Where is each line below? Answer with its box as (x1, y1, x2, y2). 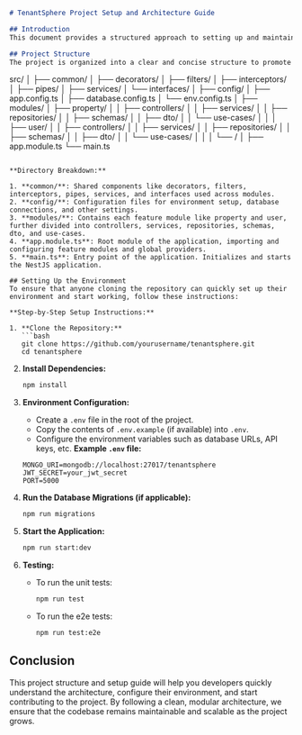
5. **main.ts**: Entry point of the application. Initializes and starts (9, 253, 292, 262)
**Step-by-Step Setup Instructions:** (9, 308, 155, 317)
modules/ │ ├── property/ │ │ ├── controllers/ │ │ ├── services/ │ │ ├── (9, 103, 288, 113)
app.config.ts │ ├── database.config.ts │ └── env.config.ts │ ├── (9, 93, 258, 104)
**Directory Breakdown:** (9, 167, 106, 176)
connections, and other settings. (9, 205, 139, 215)
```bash (21, 331, 50, 341)
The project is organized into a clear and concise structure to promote (9, 58, 292, 67)
